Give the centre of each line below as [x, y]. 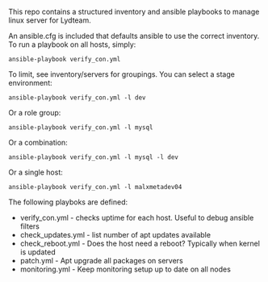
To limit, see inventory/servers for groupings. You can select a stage [122, 74]
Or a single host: [36, 172]
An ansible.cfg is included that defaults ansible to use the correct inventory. [134, 36]
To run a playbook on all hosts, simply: [72, 44]
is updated [38, 252]
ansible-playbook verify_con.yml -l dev [77, 98]
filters [30, 226]
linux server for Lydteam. [50, 20]
